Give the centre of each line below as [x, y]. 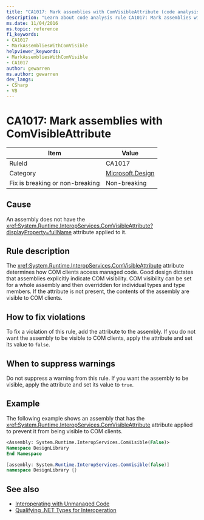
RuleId [19, 163]
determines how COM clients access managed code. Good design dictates [100, 272]
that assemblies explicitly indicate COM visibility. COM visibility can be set [99, 279]
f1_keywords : [23, 35]
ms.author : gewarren [32, 74]
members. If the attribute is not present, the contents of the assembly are [98, 291]
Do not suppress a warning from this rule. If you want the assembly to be [97, 378]
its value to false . [28, 345]
